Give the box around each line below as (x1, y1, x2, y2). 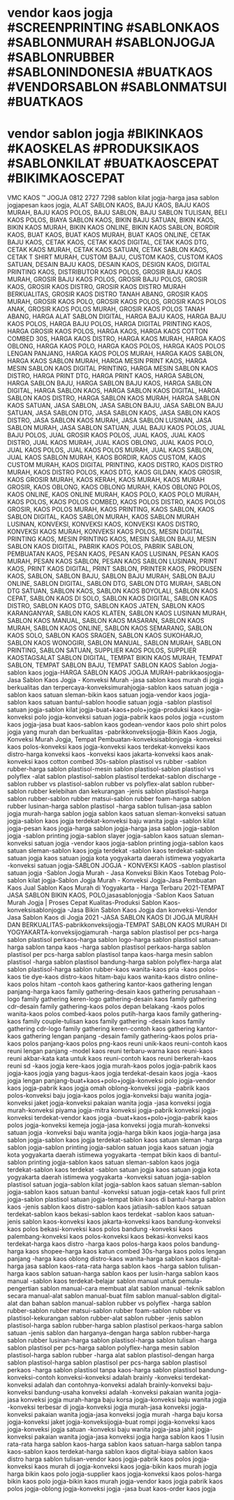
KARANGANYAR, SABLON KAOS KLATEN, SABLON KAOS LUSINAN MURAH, (7, 609, 227, 617)
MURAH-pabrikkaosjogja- (149, 668, 225, 677)
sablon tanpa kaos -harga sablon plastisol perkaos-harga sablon (25, 943, 211, 951)
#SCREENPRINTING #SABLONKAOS (7, 20, 220, 36)
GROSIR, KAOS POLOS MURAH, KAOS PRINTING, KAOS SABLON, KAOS (7, 505, 215, 514)
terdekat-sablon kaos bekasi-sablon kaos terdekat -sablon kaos (7, 1210, 191, 1219)
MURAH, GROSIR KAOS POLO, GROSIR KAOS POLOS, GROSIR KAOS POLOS (7, 297, 227, 306)
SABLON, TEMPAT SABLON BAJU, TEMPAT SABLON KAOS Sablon (7, 661, 198, 670)
